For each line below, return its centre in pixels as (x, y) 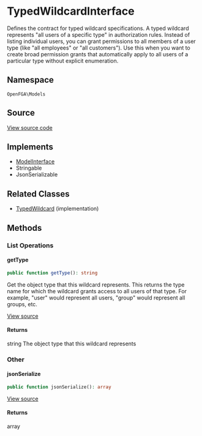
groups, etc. (22, 304)
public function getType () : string (52, 273)
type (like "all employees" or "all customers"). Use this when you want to (99, 48)
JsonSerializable (37, 175)
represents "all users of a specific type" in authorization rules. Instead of (99, 34)
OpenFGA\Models (26, 94)
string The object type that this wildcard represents (72, 344)
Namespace (31, 80)
